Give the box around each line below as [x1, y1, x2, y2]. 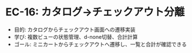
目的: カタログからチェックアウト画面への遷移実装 [14, 26, 136, 33]
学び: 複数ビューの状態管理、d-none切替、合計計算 [14, 33, 138, 40]
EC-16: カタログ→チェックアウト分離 [5, 5, 185, 19]
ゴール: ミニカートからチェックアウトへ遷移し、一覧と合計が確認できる [14, 41, 187, 48]
